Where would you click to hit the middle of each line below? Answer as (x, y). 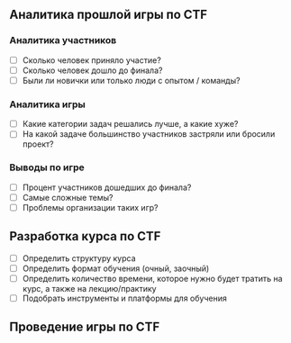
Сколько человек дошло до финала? (92, 70)
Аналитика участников (63, 41)
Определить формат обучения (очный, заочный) (116, 268)
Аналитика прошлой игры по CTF (109, 15)
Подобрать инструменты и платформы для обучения (124, 298)
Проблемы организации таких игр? (90, 207)
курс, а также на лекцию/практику (89, 288)
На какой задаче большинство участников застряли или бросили (149, 134)
